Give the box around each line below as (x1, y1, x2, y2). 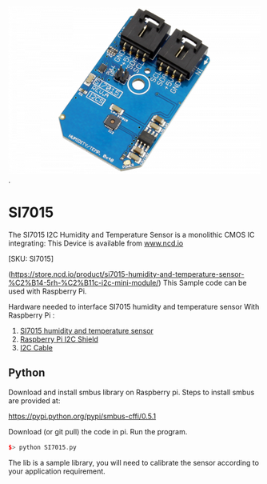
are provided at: (8, 395, 61, 406)
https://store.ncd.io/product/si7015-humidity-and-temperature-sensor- (10, 269, 245, 278)
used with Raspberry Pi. (8, 286, 87, 296)
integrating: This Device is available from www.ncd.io (8, 238, 184, 248)
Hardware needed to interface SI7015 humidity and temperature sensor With (8, 302, 260, 311)
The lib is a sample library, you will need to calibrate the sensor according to (8, 458, 260, 467)
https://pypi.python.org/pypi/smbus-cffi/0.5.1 (8, 411, 157, 421)
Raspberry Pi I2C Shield (19, 334, 98, 344)
